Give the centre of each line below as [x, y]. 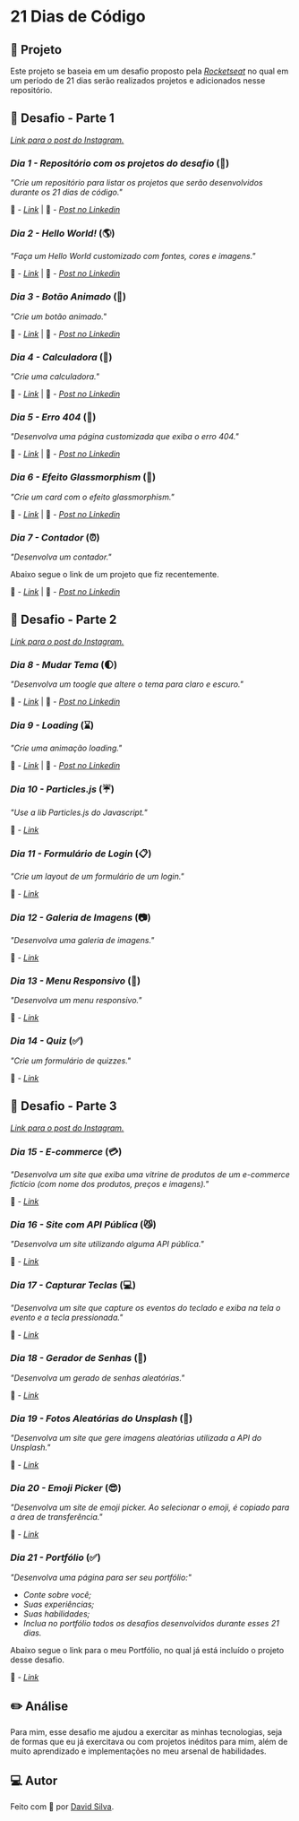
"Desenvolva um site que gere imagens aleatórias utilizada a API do [136, 1438]
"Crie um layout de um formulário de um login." [97, 876]
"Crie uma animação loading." [66, 748]
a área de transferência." [56, 1517]
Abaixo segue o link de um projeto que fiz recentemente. [115, 574]
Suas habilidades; [56, 1613]
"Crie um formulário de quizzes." [71, 1061]
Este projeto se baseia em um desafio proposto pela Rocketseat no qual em [149, 71]
